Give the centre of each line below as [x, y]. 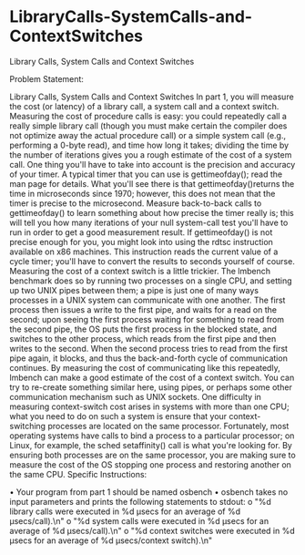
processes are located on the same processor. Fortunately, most [168, 426]
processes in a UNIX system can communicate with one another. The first [147, 300]
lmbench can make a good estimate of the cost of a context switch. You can [152, 377]
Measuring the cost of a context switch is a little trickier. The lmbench [140, 271]
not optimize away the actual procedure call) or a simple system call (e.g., [148, 135]
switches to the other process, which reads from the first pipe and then [143, 338]
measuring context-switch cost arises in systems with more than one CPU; [149, 406]
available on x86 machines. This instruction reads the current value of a [144, 252]
